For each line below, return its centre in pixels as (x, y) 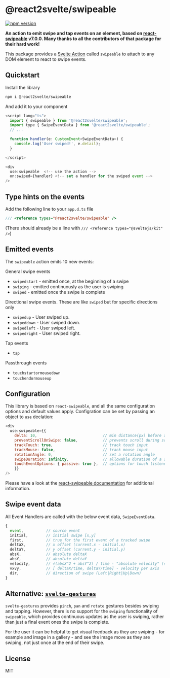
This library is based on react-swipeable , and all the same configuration (80, 406)
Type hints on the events (45, 197)
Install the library (23, 87)
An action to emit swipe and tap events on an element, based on (74, 33)
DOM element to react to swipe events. (46, 59)
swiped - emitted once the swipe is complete (59, 292)
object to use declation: (29, 417)
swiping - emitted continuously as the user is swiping (68, 286)
